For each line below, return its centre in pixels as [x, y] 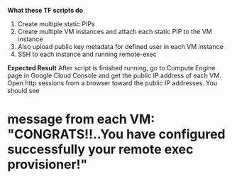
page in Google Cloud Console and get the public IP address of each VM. [114, 75]
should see [23, 91]
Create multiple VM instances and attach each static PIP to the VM [115, 32]
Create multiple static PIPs [56, 24]
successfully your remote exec [100, 150]
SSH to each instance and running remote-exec [87, 54]
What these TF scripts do [45, 10]
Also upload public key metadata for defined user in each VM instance [120, 47]
